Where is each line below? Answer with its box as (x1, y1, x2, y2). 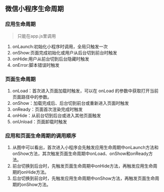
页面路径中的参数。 (12, 94, 52, 100)
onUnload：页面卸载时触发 (12, 118, 67, 125)
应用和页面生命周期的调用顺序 (5, 132, 77, 139)
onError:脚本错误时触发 (12, 62, 60, 68)
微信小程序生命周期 (5, 4, 64, 13)
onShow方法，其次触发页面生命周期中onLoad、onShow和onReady (12, 150, 149, 157)
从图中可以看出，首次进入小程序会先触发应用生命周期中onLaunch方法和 (12, 144, 159, 150)
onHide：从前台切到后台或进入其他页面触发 (12, 112, 101, 118)
